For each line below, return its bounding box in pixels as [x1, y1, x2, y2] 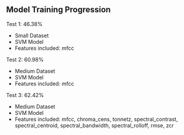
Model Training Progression [6, 5, 111, 15]
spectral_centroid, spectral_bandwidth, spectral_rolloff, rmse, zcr [14, 121, 174, 129]
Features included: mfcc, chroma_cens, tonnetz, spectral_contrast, [14, 115, 178, 123]
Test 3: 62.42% [6, 91, 45, 98]
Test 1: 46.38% [6, 20, 43, 27]
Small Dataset [14, 32, 49, 39]
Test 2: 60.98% [6, 56, 44, 63]
